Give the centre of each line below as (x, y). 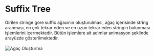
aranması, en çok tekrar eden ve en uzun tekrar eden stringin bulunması (77, 27)
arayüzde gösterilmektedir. (32, 38)
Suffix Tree (28, 9)
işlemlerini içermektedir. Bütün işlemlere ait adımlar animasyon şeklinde (77, 33)
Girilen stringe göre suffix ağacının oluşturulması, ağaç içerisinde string (77, 22)
